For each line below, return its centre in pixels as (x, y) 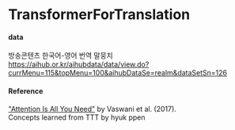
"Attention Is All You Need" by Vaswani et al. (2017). (92, 109)
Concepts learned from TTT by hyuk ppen (77, 117)
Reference (26, 91)
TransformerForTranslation (99, 15)
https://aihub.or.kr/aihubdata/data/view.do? (79, 64)
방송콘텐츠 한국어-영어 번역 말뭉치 (61, 55)
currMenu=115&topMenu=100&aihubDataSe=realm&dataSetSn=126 (118, 73)
